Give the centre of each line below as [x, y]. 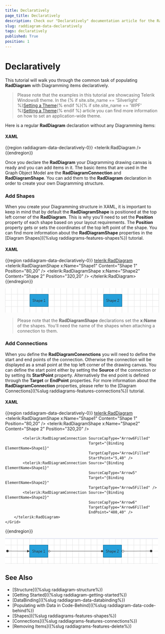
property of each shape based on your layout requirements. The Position [79, 222]
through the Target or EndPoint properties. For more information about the [81, 380]
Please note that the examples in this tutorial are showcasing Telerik [86, 95]
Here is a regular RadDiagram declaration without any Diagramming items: [80, 125]
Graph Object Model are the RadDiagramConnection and [63, 173]
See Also [19, 578]
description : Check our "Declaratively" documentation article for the [80, 21]
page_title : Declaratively [33, 16]
